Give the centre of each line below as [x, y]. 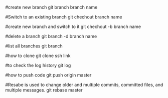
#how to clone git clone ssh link [38, 55]
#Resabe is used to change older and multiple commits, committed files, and [84, 85]
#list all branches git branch [34, 46]
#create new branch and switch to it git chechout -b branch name [73, 26]
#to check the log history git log [38, 65]
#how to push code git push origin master [48, 75]
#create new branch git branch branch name [51, 7]
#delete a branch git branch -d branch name [51, 36]
